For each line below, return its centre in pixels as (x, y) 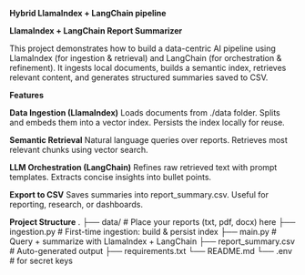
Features (26, 95)
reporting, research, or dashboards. (76, 204)
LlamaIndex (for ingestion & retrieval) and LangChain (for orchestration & (146, 58)
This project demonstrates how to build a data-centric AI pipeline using (142, 48)
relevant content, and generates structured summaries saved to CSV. (139, 77)
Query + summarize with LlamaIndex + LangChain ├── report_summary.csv (152, 241)
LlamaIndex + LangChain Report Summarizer (96, 31)
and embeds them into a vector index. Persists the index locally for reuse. (147, 122)
